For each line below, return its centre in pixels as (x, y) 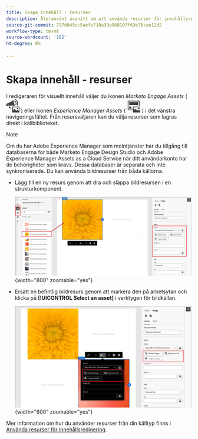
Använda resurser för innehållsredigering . (57, 429)
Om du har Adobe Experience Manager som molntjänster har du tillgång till (97, 146)
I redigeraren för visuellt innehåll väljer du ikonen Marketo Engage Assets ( (97, 96)
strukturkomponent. (39, 188)
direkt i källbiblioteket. (33, 123)
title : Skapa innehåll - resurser (49, 12)
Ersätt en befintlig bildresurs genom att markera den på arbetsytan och (101, 291)
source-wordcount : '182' (37, 37)
